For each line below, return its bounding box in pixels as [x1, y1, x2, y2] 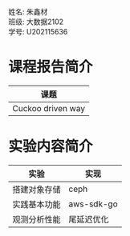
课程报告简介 [8, 58, 94, 76]
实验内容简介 [8, 138, 94, 156]
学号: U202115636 [8, 27, 68, 36]
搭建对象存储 [12, 183, 62, 194]
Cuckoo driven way [12, 102, 86, 114]
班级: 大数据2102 [8, 17, 64, 26]
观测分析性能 [12, 214, 62, 225]
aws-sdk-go [68, 198, 118, 210]
